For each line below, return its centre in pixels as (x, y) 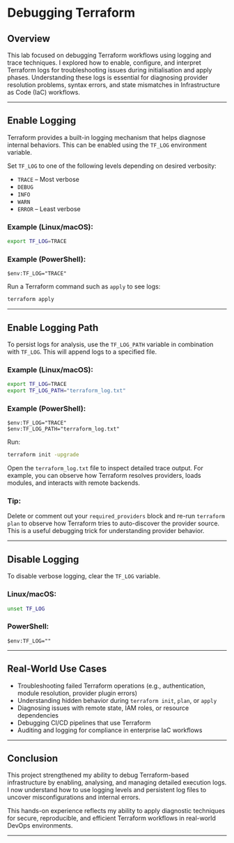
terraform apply (31, 300)
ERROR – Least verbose (49, 209)
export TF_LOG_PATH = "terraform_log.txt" (67, 391)
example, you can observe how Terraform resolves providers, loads (104, 476)
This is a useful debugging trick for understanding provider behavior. (106, 531)
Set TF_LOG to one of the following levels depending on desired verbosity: (112, 166)
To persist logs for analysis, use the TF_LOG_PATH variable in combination (110, 344)
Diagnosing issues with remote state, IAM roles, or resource (103, 708)
